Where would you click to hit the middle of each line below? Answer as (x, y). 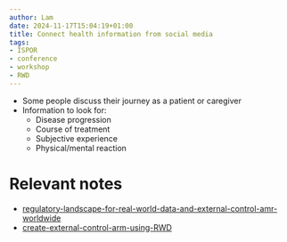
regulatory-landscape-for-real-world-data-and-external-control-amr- (150, 208)
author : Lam (31, 17)
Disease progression (73, 119)
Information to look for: (64, 110)
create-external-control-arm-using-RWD (97, 227)
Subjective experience (77, 138)
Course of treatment (73, 129)
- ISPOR (24, 51)
